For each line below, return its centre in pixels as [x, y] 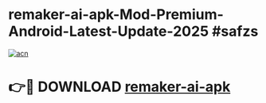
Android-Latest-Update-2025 [109, 31]
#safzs [235, 31]
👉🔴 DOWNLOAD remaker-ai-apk [119, 87]
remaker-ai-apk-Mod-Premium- [116, 15]
